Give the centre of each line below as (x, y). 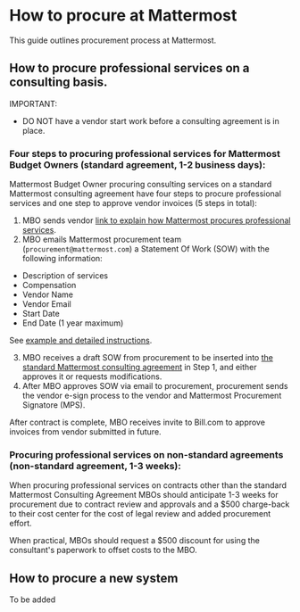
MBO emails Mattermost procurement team (101, 240)
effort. (21, 524)
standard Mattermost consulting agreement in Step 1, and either (139, 368)
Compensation (49, 285)
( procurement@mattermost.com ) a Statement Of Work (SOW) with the (146, 249)
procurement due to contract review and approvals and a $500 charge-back (150, 504)
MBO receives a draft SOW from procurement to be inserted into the (148, 358)
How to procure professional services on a (129, 68)
